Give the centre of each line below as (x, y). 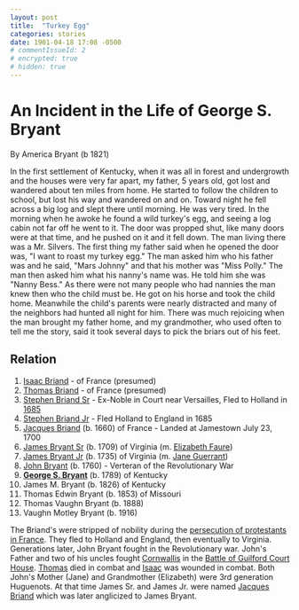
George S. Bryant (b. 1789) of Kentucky (95, 474)
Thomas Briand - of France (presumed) (94, 390)
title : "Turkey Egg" (50, 26)
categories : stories (48, 34)
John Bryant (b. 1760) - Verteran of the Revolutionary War (128, 465)
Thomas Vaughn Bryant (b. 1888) (83, 503)
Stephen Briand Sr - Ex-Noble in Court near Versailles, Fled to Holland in (155, 399)
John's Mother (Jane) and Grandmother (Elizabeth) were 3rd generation (142, 576)
